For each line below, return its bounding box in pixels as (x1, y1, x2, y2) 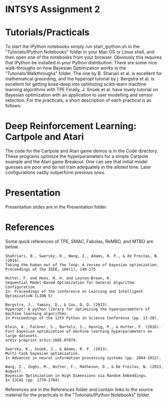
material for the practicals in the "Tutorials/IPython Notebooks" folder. (5, 391, 150, 398)
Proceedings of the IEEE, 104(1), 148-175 (5, 267, 96, 272)
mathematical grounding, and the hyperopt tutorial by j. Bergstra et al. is (5, 76, 155, 82)
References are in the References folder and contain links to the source (5, 386, 153, 392)
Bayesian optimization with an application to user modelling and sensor (5, 92, 153, 98)
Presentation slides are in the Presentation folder (5, 204, 107, 210)
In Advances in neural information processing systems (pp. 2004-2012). (5, 355, 161, 360)
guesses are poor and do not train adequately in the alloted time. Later (5, 164, 151, 170)
